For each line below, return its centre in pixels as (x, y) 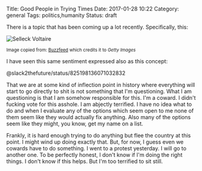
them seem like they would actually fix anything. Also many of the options (99, 117)
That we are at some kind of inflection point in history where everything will (101, 85)
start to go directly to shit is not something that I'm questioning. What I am (99, 91)
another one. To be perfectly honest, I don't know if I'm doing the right (94, 155)
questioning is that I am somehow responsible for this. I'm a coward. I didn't (101, 98)
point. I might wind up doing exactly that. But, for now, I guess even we (95, 142)
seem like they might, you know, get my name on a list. (75, 124)
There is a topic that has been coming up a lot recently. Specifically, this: (97, 27)
